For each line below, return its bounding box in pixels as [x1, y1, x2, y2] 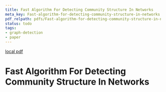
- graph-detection [5, 30, 43, 35]
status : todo [5, 21, 32, 26]
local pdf [5, 48, 23, 54]
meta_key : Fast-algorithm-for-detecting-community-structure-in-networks [5, 12, 161, 17]
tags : [5, 26, 16, 31]
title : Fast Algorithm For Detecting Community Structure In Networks [5, 7, 154, 12]
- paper [5, 35, 21, 40]
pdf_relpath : [5, 16, 32, 21]
